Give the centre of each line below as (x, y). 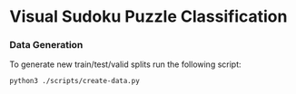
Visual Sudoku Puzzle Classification (148, 17)
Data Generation (46, 45)
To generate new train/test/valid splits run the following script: (126, 64)
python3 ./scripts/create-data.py (75, 81)
